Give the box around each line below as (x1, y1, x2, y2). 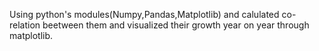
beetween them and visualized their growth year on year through (42, 19, 310, 31)
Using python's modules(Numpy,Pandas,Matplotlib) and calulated (9, 9, 280, 20)
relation (9, 19, 41, 31)
